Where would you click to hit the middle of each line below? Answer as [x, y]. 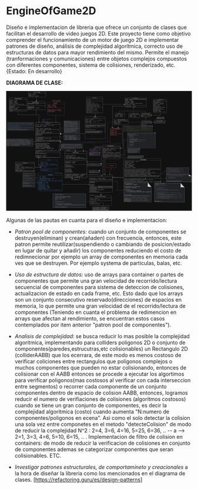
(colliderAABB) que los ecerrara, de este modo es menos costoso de [98, 355]
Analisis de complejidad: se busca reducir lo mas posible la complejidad [102, 336]
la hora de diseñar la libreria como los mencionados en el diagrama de [100, 473]
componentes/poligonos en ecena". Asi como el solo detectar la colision [102, 417]
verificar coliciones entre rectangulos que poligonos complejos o [93, 361]
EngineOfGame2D [51, 11]
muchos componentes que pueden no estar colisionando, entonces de [100, 367]
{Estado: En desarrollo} [34, 71]
